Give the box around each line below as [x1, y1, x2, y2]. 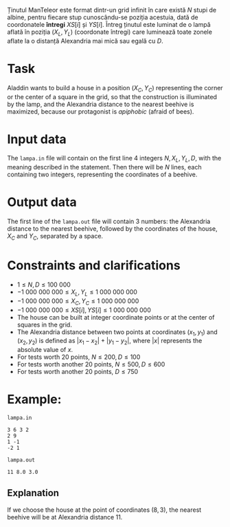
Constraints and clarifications [7, 258, 181, 273]
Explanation [7, 487, 60, 499]
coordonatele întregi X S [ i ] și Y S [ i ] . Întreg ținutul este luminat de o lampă [7, 21, 211, 28]
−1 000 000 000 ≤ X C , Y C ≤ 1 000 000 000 [16, 296, 139, 307]
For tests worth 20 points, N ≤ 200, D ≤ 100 [16, 353, 141, 361]
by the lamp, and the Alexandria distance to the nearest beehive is [7, 100, 194, 108]
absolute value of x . [16, 346, 73, 354]
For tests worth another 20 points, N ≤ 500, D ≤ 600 [16, 360, 165, 369]
